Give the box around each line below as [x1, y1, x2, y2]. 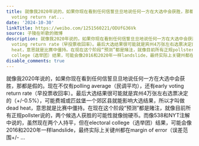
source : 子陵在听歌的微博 [6, 31, 63, 36]
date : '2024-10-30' [6, 19, 54, 25]
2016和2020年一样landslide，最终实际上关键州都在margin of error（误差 [6, 126, 183, 133]
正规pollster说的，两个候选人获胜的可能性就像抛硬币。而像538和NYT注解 [11, 111, 190, 118]
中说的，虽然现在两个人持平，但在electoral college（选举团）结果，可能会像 [6, 119, 192, 126]
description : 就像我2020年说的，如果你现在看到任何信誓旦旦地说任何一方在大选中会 [6, 36, 188, 42]
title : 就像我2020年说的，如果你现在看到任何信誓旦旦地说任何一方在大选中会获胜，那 [6, 8, 190, 15]
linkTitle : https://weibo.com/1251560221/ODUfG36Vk [6, 25, 136, 31]
